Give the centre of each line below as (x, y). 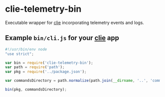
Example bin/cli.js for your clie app (62, 38)
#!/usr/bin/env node (26, 49)
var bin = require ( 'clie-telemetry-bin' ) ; (49, 63)
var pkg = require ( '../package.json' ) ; (46, 72)
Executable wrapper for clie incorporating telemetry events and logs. (75, 23)
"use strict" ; (20, 54)
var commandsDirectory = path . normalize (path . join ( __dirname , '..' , (77, 81)
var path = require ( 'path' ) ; (35, 67)
